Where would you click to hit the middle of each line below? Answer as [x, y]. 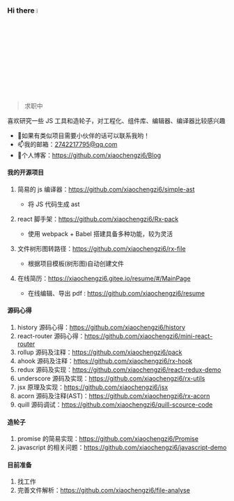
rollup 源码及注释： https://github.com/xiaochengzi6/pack [100, 352]
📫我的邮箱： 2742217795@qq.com [67, 144]
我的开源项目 [25, 173]
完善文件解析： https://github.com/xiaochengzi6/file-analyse [103, 491]
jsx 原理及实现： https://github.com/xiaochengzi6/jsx [93, 387]
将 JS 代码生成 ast [54, 204]
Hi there [21, 10]
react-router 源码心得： [51, 336]
